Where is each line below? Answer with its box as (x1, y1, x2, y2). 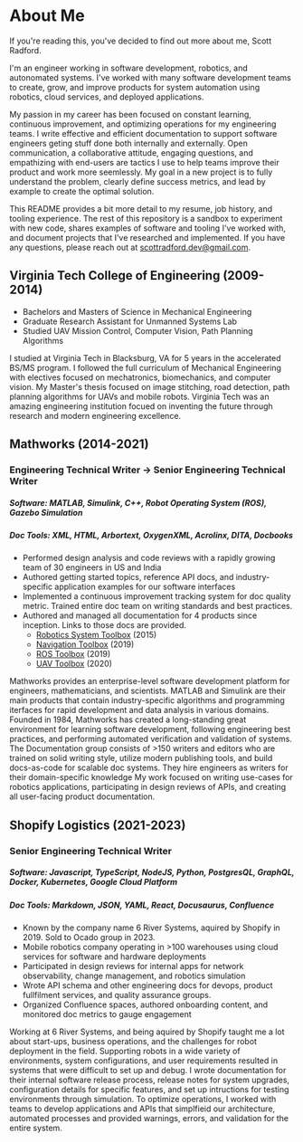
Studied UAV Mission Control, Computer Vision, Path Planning (22, 325, 253, 336)
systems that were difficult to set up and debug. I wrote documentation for (9, 1065, 287, 1076)
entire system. (9, 1123, 63, 1134)
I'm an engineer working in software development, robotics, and (9, 62, 248, 73)
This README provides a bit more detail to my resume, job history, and (9, 203, 273, 214)
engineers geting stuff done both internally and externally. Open (9, 138, 249, 148)
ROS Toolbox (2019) (35, 649, 111, 660)
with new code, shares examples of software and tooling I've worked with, (9, 223, 287, 233)
